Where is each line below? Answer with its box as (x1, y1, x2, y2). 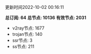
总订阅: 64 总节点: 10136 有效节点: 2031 (5, 15, 87, 21)
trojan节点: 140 (12, 31, 43, 37)
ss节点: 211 (12, 44, 34, 49)
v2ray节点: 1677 (12, 25, 45, 31)
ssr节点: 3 (12, 37, 33, 43)
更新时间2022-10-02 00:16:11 (5, 4, 64, 10)
